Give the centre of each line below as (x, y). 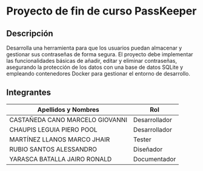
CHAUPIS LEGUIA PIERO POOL (54, 129)
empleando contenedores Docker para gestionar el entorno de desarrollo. (98, 73)
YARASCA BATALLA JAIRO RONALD (61, 159)
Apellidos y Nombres (68, 109)
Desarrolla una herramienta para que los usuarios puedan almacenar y (94, 48)
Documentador (155, 159)
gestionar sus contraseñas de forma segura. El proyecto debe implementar (100, 54)
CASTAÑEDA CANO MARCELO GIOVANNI (68, 120)
